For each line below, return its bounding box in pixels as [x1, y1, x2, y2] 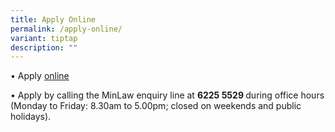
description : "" [10, 42, 78, 53]
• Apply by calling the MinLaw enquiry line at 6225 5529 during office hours [10, 89, 325, 101]
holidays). [10, 111, 52, 123]
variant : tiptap [10, 33, 78, 43]
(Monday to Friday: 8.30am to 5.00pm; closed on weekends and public [10, 100, 302, 112]
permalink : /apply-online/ [10, 24, 123, 34]
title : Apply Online [10, 14, 97, 25]
